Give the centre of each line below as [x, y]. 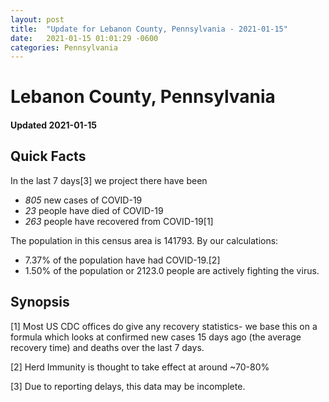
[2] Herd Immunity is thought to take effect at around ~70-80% [140, 367]
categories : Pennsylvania [64, 47]
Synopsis [40, 302]
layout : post [37, 19]
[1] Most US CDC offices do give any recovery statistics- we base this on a [164, 326]
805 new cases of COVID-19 [83, 200]
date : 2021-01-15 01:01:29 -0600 [84, 38]
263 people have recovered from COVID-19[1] [119, 221]
